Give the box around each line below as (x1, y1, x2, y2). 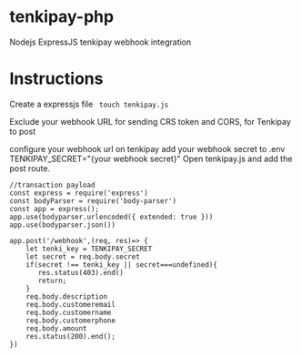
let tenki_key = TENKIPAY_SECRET (25, 244, 153, 253)
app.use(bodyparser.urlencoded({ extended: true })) (9, 212, 214, 221)
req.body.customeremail (25, 300, 116, 309)
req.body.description (25, 291, 107, 301)
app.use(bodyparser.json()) (9, 220, 116, 229)
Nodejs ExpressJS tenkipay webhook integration (9, 36, 192, 47)
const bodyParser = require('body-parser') (9, 196, 177, 206)
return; (37, 276, 67, 285)
